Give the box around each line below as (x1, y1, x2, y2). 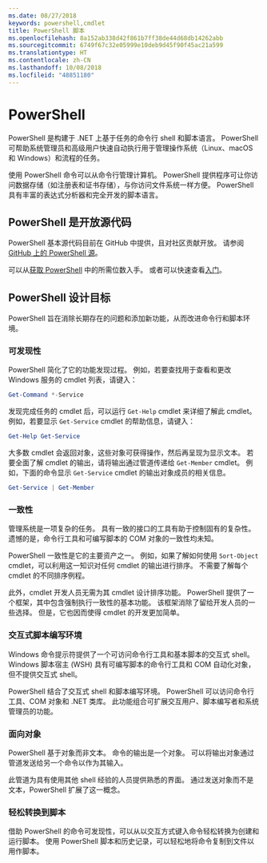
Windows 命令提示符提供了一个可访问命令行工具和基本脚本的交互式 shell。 (8, 649, 254, 659)
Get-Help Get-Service (8, 432, 81, 440)
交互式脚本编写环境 (8, 630, 82, 641)
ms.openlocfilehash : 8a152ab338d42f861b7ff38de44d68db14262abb (8, 34, 224, 42)
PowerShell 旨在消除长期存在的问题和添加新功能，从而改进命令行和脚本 (8, 313, 244, 324)
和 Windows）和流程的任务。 (8, 153, 104, 162)
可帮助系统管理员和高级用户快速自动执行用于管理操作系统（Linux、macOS (8, 143, 253, 153)
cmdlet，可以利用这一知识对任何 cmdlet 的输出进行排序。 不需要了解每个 (8, 561, 249, 571)
